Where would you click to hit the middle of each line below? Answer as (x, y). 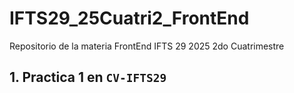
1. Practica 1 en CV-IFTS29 (88, 77)
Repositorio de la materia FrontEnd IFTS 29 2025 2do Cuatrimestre (147, 46)
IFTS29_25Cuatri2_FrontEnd (129, 18)
